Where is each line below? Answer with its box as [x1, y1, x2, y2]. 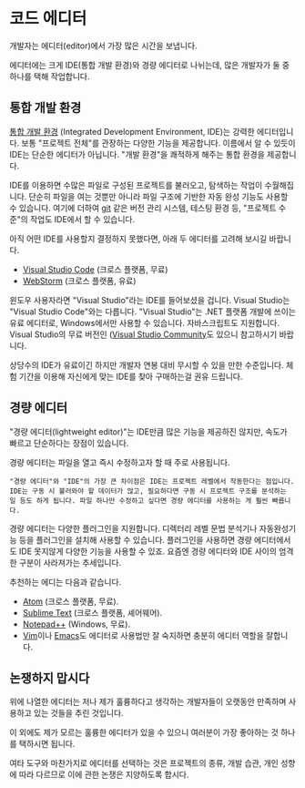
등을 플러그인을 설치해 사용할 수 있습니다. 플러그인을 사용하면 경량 [18, 534, 252, 545]
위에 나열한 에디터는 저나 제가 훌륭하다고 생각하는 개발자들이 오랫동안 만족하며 [9, 696, 287, 707]
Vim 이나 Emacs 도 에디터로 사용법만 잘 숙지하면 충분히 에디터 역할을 [22, 629, 264, 640]
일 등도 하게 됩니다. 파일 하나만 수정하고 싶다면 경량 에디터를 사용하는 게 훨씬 [9, 496, 269, 506]
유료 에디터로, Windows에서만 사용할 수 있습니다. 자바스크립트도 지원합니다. [9, 317, 280, 328]
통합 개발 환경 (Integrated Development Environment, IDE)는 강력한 [9, 126, 255, 137]
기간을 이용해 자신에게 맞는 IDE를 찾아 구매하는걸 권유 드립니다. [18, 371, 243, 382]
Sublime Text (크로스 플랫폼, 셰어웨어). [22, 607, 162, 618]
